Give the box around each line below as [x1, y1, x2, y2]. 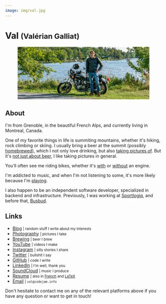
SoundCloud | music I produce [12, 267, 69, 273]
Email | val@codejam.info [12, 278, 57, 284]
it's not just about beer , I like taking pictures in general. [5, 153, 118, 159]
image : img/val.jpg [5, 8, 46, 13]
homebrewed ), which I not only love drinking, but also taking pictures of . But [5, 148, 162, 153]
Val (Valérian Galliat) [5, 30, 80, 41]
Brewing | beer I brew [12, 236, 52, 242]
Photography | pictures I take [12, 230, 67, 236]
